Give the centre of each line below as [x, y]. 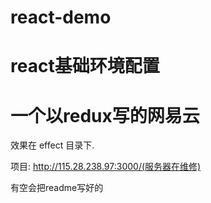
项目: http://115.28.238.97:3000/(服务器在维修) [106, 167]
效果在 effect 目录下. [52, 145]
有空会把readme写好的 [57, 188]
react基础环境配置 [85, 66]
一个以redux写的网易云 [105, 115]
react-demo [61, 17]
